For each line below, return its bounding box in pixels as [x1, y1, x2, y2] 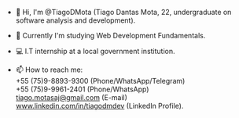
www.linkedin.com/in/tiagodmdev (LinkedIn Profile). [15, 102, 184, 110]
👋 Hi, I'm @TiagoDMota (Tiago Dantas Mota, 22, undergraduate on [15, 8, 232, 16]
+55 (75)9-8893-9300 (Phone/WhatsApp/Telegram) [15, 77, 186, 85]
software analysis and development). [15, 16, 136, 25]
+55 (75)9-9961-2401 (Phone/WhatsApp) [15, 84, 149, 94]
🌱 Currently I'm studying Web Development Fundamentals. [15, 31, 206, 40]
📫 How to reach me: [15, 65, 83, 74]
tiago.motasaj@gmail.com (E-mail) [15, 93, 128, 102]
